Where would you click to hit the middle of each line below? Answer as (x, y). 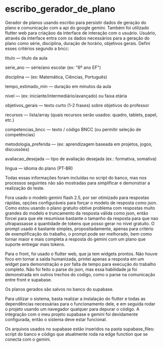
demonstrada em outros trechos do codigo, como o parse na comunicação (80, 274)
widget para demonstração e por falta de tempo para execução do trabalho (81, 264)
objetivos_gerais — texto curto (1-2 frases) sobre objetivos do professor (77, 105)
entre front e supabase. (29, 280)
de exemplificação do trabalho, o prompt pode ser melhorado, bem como (79, 234)
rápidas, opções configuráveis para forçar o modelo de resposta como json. (81, 203)
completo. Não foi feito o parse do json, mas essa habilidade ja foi (71, 269)
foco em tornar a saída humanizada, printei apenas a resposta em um (75, 259)
